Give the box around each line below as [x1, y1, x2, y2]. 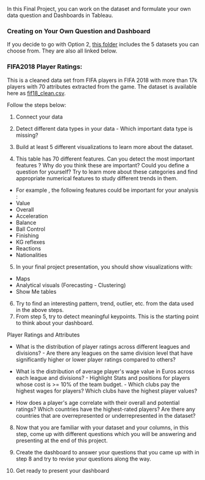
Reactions [15, 244, 41, 252]
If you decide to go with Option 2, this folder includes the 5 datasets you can [7, 41, 199, 48]
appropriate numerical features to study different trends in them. [15, 174, 178, 182]
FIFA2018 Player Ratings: [7, 62, 83, 71]
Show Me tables [15, 288, 57, 295]
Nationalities [15, 251, 48, 258]
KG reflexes [15, 238, 45, 245]
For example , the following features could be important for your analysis [15, 186, 199, 194]
